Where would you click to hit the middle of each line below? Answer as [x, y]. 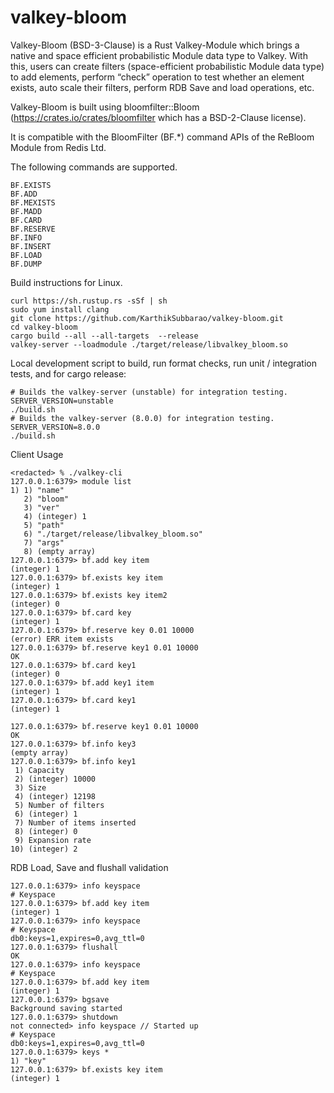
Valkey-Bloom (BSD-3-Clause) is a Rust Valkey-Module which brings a [155, 45]
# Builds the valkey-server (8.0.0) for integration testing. [142, 418]
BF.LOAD [26, 255]
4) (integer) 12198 [55, 796]
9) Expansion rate [53, 840]
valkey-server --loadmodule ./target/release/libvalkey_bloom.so [149, 344]
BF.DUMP [26, 264]
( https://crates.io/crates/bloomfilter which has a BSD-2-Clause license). [158, 117]
